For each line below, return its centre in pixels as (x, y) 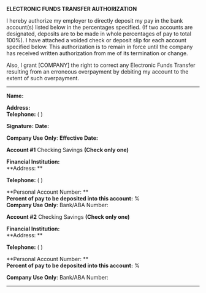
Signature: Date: (28, 126)
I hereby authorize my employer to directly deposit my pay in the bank (95, 21)
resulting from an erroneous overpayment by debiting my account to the (97, 72)
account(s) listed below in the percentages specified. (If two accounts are (100, 27)
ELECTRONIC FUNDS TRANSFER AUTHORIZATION (72, 9)
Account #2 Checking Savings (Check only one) (68, 217)
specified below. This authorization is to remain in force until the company (100, 47)
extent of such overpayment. (43, 78)
